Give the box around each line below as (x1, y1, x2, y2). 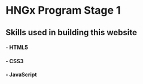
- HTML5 (5, 44, 28, 51)
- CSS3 (5, 57, 24, 64)
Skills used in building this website (5, 27, 137, 38)
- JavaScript (5, 71, 37, 78)
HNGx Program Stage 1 (5, 4, 121, 17)
